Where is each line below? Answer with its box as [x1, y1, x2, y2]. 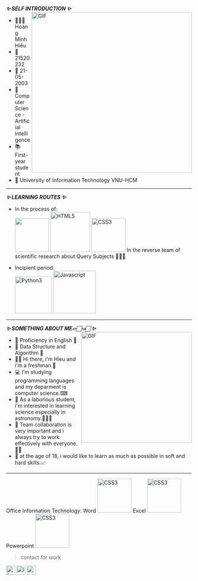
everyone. [53, 440, 78, 447]
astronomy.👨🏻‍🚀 [14, 415, 52, 422]
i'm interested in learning [14, 402, 75, 409]
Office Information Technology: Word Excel [6, 507, 146, 514]
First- [14, 151, 28, 159]
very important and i [14, 427, 64, 434]
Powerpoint [6, 543, 34, 549]
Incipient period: [14, 264, 55, 271]
